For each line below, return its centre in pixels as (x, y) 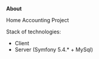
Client (22, 43)
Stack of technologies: (33, 32)
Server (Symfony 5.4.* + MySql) (54, 49)
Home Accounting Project (38, 20)
